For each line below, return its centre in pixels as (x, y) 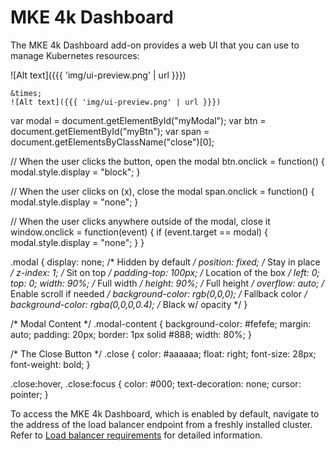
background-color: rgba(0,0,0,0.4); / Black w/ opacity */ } (129, 304)
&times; (26, 93)
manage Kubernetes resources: (75, 55)
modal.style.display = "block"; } (75, 172)
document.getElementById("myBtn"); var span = (110, 131)
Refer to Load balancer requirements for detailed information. (136, 435)
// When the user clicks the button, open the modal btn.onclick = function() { (167, 161)
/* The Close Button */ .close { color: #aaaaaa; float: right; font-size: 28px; (163, 353)
